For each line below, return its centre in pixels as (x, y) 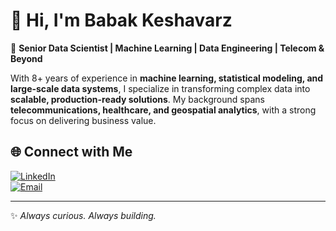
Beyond (26, 58)
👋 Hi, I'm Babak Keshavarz (121, 20)
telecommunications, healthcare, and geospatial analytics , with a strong (163, 110)
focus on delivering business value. (83, 120)
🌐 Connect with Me (71, 152)
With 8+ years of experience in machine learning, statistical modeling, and (167, 78)
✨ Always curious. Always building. (83, 215)
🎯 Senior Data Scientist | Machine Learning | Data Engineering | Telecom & (167, 48)
